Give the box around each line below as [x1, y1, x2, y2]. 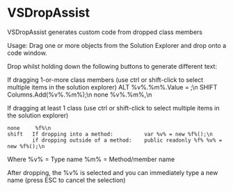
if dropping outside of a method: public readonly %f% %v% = [32, 137, 223, 144]
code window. [7, 49, 47, 57]
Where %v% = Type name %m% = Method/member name [7, 155, 175, 163]
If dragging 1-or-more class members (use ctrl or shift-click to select [7, 75, 204, 84]
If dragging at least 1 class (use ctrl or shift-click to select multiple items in [7, 103, 220, 112]
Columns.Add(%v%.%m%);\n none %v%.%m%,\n [7, 90, 152, 99]
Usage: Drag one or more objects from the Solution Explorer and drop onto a [7, 41, 227, 49]
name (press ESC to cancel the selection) [7, 176, 126, 184]
